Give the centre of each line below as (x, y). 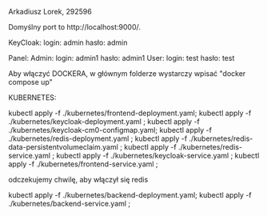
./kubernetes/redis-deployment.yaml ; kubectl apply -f (98, 138)
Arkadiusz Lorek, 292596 (50, 12)
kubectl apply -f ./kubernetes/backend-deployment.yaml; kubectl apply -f (130, 195)
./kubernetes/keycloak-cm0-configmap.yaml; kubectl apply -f (110, 130)
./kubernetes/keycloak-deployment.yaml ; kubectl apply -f (104, 122)
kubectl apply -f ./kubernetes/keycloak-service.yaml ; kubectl (157, 156)
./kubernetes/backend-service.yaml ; (70, 204)
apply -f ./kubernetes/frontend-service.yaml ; (83, 164)
